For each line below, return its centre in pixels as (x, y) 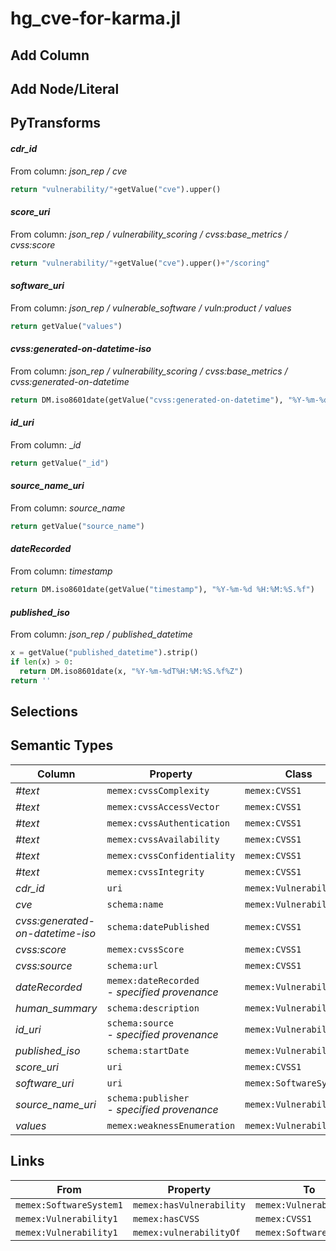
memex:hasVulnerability (189, 1205)
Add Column (50, 55)
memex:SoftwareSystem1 (69, 1205)
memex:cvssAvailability (163, 839)
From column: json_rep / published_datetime (101, 634)
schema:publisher (148, 1098)
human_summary (56, 1008)
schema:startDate (148, 1050)
